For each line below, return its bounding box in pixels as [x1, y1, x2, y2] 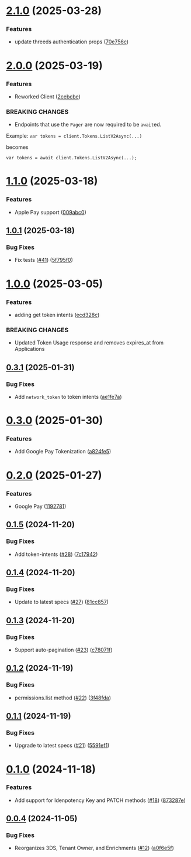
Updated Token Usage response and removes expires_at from [14, 339, 164, 346]
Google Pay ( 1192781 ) [14, 503, 67, 510]
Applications [14, 346, 45, 353]
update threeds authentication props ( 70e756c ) [14, 38, 129, 45]
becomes [6, 144, 29, 151]
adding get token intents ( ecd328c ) [14, 311, 100, 318]
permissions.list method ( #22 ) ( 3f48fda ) [14, 694, 112, 701]
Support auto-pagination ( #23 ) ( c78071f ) [14, 646, 113, 653]
